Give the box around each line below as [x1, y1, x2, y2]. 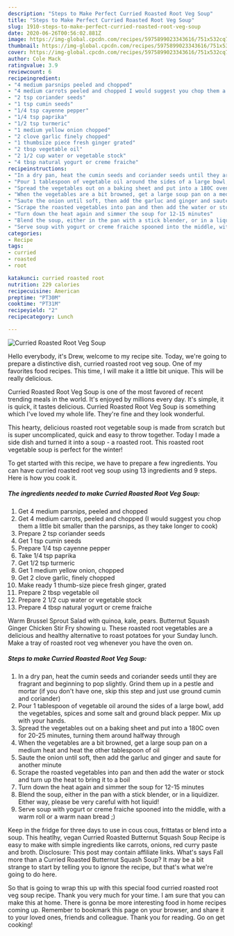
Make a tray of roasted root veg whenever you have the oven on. [8, 639, 193, 647]
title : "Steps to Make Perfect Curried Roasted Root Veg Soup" [8, 17, 195, 24]
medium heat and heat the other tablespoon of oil [17, 746, 160, 754]
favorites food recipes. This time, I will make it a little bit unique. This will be [8, 366, 224, 375]
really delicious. [8, 374, 53, 382]
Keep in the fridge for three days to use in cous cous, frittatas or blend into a [8, 826, 227, 834]
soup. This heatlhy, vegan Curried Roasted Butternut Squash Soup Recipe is [8, 833, 226, 841]
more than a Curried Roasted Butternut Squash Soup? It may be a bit [8, 855, 204, 864]
